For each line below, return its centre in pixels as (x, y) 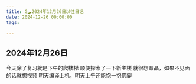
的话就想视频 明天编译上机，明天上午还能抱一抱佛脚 (69, 75)
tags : (13, 22)
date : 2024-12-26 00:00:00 (39, 17)
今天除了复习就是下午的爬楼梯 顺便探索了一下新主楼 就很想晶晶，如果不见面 (98, 68)
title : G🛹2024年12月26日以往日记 (45, 11)
